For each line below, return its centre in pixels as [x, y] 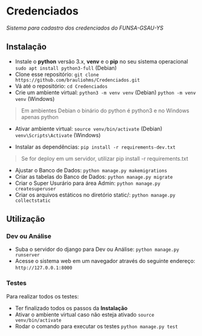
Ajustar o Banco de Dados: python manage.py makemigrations [91, 170]
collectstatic [33, 201]
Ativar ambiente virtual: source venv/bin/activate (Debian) [89, 129]
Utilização [26, 219]
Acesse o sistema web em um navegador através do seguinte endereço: [105, 261]
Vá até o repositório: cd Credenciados [61, 86]
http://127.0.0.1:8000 [44, 268]
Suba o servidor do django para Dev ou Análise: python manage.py [97, 250]
